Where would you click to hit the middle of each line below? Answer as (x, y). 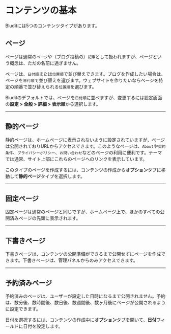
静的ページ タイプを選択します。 (52, 176)
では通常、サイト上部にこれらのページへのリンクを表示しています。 (76, 159)
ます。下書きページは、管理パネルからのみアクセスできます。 (74, 260)
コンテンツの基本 (41, 10)
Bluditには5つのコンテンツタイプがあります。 (53, 26)
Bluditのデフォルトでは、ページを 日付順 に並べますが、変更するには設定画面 (84, 97)
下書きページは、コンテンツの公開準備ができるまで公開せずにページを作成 (83, 254)
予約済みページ (29, 283)
